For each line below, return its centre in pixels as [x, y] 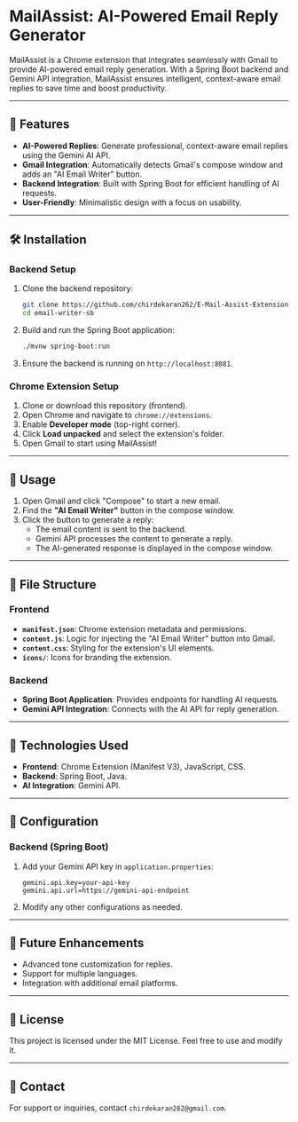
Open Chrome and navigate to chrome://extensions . [117, 415]
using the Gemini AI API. [66, 155]
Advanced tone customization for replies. [97, 964]
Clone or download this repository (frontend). [105, 406]
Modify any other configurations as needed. [102, 906]
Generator [47, 35]
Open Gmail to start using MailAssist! [90, 443]
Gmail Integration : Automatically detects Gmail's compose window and [153, 164]
